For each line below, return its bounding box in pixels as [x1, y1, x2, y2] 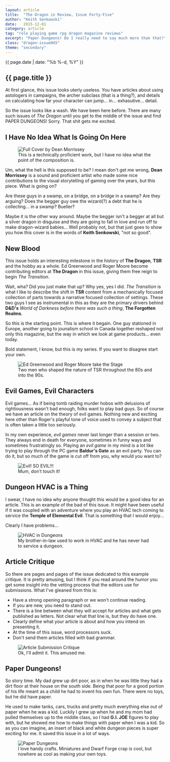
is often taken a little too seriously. [5, 421, 77, 428]
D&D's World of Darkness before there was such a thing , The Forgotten [5, 305, 156, 311]
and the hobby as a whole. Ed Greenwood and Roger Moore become [5, 263, 148, 269]
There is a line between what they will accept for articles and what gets [12, 608, 161, 614]
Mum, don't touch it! [18, 468, 60, 474]
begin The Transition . [5, 274, 50, 280]
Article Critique [5, 558, 55, 566]
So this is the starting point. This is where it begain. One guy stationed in [5, 320, 157, 326]
